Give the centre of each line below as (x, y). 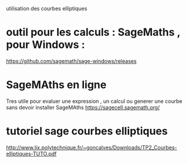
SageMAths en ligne (56, 85)
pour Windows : (46, 45)
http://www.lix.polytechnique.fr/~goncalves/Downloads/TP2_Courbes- (92, 147)
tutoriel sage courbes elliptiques (87, 131)
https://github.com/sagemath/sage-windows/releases (71, 61)
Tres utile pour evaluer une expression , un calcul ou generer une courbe (94, 101)
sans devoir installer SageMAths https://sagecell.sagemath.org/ (83, 107)
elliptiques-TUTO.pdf (31, 154)
